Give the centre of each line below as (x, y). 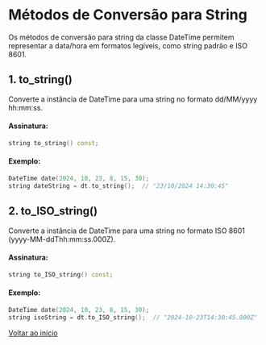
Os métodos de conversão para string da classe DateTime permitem (122, 37)
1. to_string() (40, 79)
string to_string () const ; (54, 143)
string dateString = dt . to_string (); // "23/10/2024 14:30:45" (118, 186)
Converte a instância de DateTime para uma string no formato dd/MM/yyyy (133, 99)
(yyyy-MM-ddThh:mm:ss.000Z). (62, 239)
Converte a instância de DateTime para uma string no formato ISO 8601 (127, 231)
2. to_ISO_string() (53, 211)
